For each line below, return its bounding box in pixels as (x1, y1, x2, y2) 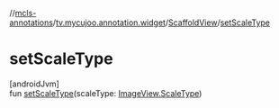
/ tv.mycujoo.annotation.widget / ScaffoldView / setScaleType (52, 17, 271, 28)
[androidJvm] (9, 78, 60, 89)
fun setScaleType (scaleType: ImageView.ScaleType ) (9, 87, 202, 98)
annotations (9, 17, 54, 28)
